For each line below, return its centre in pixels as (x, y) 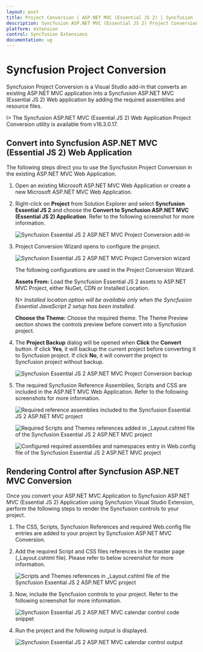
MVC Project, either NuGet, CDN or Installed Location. (82, 288)
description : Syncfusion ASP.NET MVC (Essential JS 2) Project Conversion (102, 23)
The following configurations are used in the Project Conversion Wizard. (105, 269)
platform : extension (32, 29)
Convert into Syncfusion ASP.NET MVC (82, 143)
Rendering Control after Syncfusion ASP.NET (93, 472)
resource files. (24, 106)
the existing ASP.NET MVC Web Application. (61, 174)
